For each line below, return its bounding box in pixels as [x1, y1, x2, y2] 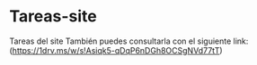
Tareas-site [9, 6, 97, 27]
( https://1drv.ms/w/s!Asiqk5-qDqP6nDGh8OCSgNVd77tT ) [9, 45, 223, 55]
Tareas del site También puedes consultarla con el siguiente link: [9, 36, 249, 46]
